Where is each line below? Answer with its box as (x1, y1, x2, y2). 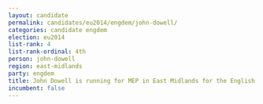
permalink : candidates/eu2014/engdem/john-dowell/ (8, 19, 178, 27)
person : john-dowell (8, 56, 76, 63)
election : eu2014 (8, 33, 65, 41)
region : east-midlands (8, 63, 83, 70)
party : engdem (8, 70, 55, 77)
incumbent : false (8, 84, 65, 92)
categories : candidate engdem (8, 26, 108, 34)
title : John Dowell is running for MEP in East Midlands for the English (8, 77, 256, 84)
